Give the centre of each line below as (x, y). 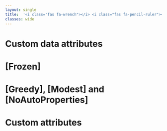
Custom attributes (43, 123)
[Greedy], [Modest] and (55, 89)
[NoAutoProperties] (47, 100)
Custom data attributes (54, 44)
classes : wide (20, 19)
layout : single (21, 10)
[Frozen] (23, 66)
